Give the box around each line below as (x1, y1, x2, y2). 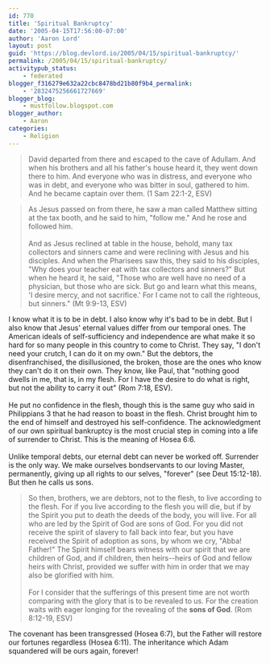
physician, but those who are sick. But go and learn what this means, (27, 281, 257, 291)
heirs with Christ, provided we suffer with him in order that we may (27, 561, 250, 571)
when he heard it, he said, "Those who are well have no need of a (27, 272, 247, 283)
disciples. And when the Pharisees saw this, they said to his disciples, (27, 255, 260, 265)
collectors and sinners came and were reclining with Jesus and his (27, 247, 250, 257)
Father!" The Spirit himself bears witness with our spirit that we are (27, 544, 251, 554)
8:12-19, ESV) (27, 613, 73, 623)
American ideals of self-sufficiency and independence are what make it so (8, 331, 255, 341)
